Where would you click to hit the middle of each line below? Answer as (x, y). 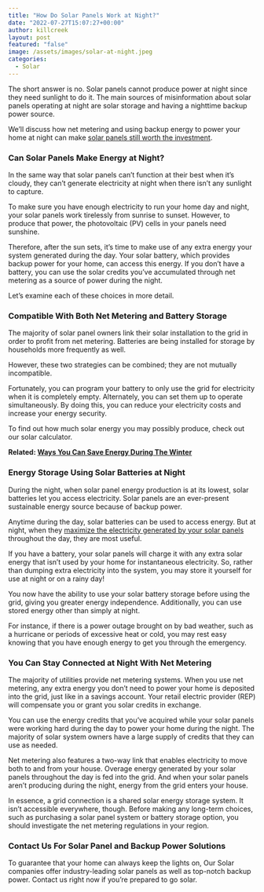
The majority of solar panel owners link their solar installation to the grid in (128, 333)
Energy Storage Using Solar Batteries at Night (97, 473)
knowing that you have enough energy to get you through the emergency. (127, 642)
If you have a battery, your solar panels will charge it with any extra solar (125, 554)
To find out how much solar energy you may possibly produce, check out (126, 429)
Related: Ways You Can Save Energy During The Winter (100, 452)
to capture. (26, 192)
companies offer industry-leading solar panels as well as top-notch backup (130, 872)
